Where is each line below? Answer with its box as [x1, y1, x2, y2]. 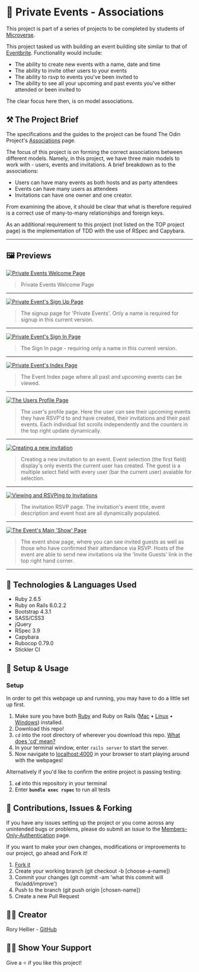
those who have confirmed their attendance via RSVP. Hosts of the [20, 544, 184, 552]
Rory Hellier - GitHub [6, 926, 57, 933]
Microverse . [6, 31, 36, 38]
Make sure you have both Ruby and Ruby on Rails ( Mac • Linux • [14, 713, 173, 720]
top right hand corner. [20, 557, 74, 564]
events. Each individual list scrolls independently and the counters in [20, 420, 188, 427]
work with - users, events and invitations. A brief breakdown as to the [6, 161, 176, 168]
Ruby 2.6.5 [14, 596, 41, 603]
